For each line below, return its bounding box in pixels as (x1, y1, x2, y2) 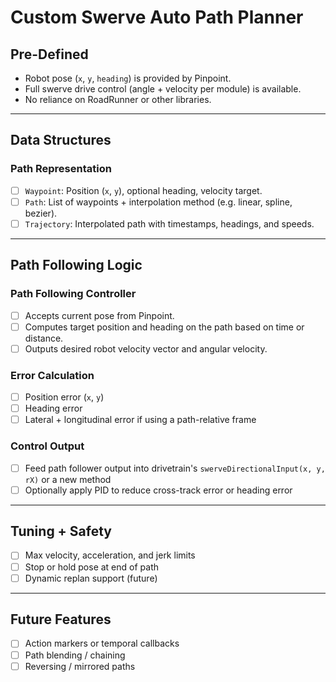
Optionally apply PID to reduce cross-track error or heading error (24, 484, 293, 496)
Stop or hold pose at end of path (24, 561, 160, 573)
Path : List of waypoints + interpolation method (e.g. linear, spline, (24, 196, 293, 208)
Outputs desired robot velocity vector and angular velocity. (24, 342, 268, 355)
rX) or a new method (24, 473, 112, 485)
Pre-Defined (10, 46, 89, 63)
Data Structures (10, 132, 112, 149)
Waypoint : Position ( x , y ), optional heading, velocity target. (24, 184, 263, 196)
